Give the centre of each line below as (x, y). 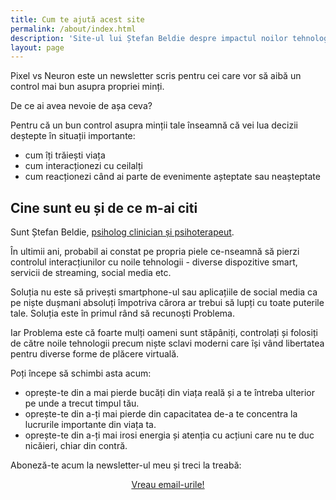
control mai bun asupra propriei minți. (87, 87)
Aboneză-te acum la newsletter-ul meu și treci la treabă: (126, 465)
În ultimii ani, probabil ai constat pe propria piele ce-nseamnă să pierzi (155, 252)
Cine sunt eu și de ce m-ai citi (104, 207)
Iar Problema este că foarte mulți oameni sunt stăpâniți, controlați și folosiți (164, 333)
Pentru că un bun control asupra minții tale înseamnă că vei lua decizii (154, 125)
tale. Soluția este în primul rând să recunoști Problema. (122, 313)
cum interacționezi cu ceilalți (83, 166)
